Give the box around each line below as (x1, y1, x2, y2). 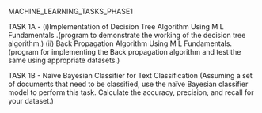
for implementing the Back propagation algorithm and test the (40, 47, 241, 56)
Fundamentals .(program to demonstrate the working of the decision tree (8, 31, 246, 40)
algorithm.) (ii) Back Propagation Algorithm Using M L (8, 39, 183, 48)
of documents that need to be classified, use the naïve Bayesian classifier (8, 79, 249, 89)
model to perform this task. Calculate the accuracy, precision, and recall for (8, 88, 255, 97)
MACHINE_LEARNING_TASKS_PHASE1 (8, 7, 133, 16)
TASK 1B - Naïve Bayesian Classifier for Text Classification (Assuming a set (8, 71, 253, 80)
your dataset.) (8, 96, 54, 105)
